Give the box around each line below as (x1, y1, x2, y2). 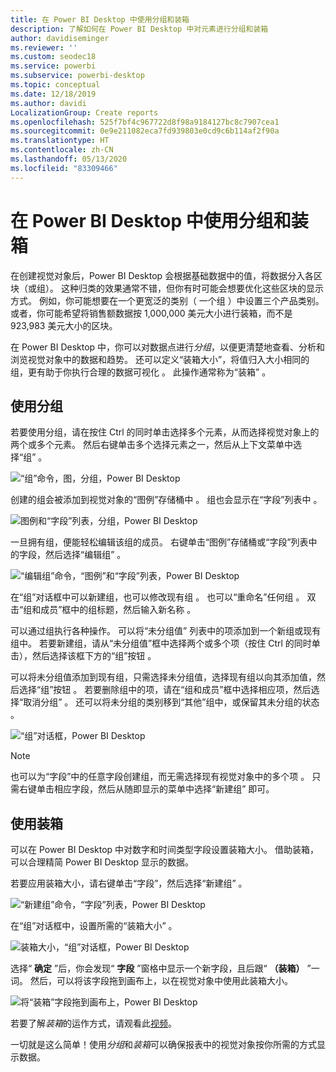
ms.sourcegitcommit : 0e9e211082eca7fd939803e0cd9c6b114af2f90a (10, 126, 280, 136)
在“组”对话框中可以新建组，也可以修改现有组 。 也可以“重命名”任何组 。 (10, 591, 305, 603)
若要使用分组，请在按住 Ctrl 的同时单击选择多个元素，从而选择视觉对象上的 (10, 426, 320, 438)
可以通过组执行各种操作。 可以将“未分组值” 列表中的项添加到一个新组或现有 (10, 625, 322, 637)
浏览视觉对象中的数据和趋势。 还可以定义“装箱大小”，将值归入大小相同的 (10, 353, 310, 365)
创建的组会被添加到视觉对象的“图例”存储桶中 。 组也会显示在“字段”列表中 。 (10, 494, 323, 506)
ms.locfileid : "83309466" (10, 163, 118, 173)
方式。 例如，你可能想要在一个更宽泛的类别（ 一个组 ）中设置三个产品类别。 (10, 294, 325, 306)
